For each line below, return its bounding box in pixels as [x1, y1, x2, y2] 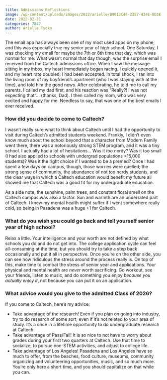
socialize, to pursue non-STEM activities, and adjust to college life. [12, 343, 149, 349]
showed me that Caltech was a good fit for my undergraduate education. [5, 180, 154, 186]
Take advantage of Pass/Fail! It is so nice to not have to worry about [12, 332, 152, 338]
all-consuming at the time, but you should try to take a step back [5, 246, 138, 252]
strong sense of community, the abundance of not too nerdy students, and [5, 169, 158, 175]
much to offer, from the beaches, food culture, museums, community [12, 353, 154, 359]
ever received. [5, 103, 35, 109]
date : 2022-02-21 [5, 16, 41, 21]
